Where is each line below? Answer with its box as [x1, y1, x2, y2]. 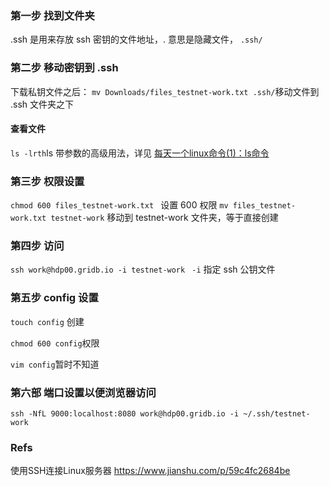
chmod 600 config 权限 [10, 337, 100, 349]
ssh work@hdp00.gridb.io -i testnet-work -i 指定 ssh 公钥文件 [10, 263, 276, 276]
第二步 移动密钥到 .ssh [10, 61, 119, 75]
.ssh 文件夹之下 [10, 98, 75, 110]
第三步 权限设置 [10, 174, 85, 188]
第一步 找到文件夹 [10, 8, 95, 22]
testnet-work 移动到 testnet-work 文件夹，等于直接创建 [50, 212, 279, 224]
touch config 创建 [10, 315, 85, 327]
